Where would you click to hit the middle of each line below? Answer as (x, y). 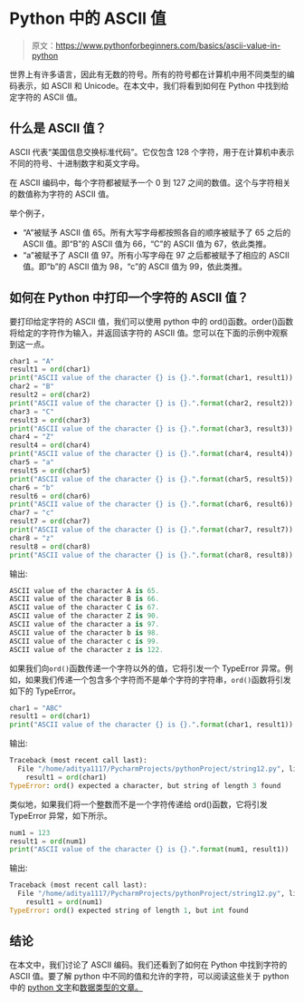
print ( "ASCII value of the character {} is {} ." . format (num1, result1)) (149, 850)
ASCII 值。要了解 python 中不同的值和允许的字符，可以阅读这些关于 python (149, 976)
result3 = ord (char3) (50, 420)
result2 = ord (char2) (50, 395)
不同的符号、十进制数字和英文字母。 (77, 163)
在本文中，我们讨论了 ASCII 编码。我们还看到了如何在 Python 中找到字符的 (148, 964)
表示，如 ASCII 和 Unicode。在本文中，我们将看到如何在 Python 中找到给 (153, 85)
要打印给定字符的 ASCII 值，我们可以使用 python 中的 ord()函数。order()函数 (152, 321)
